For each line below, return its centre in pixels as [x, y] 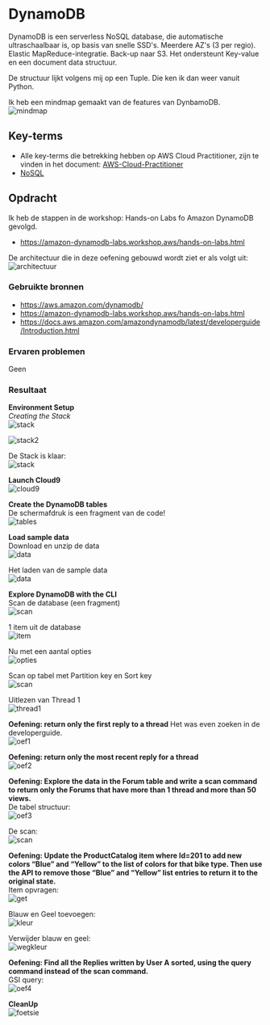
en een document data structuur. [63, 62]
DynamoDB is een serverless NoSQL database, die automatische [116, 36]
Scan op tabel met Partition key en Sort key [80, 676]
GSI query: [26, 980]
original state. [32, 881]
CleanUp [23, 1004]
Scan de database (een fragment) [64, 603]
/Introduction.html [50, 330]
